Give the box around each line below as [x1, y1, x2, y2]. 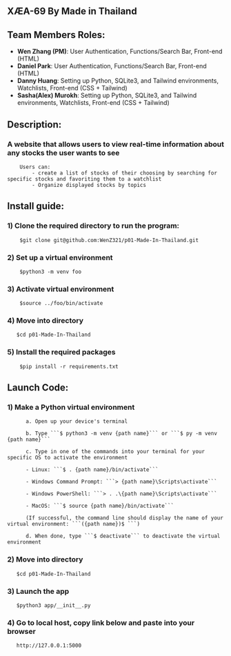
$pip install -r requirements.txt [19, 363, 119, 370]
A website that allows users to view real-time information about [7, 139, 224, 149]
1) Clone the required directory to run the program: [7, 221, 180, 230]
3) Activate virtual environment [7, 284, 114, 294]
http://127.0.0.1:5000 [16, 642, 81, 649]
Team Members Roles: [7, 29, 106, 41]
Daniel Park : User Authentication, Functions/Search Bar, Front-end [17, 62, 207, 70]
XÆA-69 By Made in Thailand [7, 6, 137, 17]
